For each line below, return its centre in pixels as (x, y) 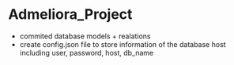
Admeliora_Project (70, 14)
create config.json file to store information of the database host (123, 44)
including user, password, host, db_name (87, 52)
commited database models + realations (85, 36)
